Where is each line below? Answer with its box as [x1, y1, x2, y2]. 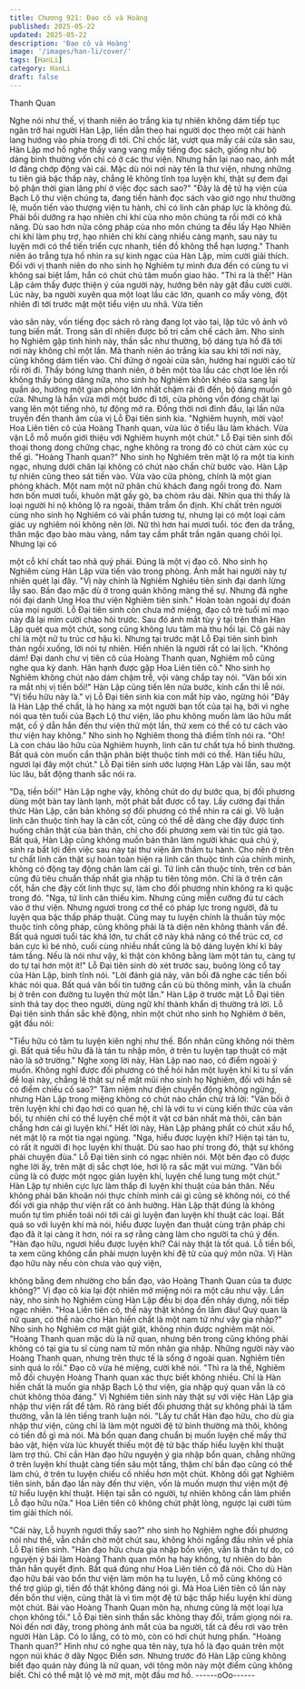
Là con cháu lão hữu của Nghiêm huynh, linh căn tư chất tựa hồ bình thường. [9, 739, 296, 750]
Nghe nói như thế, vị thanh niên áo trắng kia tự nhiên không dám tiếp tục [9, 115, 280, 125]
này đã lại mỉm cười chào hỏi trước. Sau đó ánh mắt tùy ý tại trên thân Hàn [9, 614, 286, 625]
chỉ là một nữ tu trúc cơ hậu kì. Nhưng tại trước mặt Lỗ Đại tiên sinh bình [9, 633, 279, 644]
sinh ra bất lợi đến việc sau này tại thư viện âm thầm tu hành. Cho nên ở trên [9, 844, 295, 854]
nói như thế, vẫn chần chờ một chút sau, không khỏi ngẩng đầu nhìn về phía [9, 1534, 293, 1545]
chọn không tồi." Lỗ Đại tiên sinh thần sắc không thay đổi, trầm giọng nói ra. [9, 1611, 293, 1623]
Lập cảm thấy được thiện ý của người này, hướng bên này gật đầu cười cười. [9, 279, 293, 290]
